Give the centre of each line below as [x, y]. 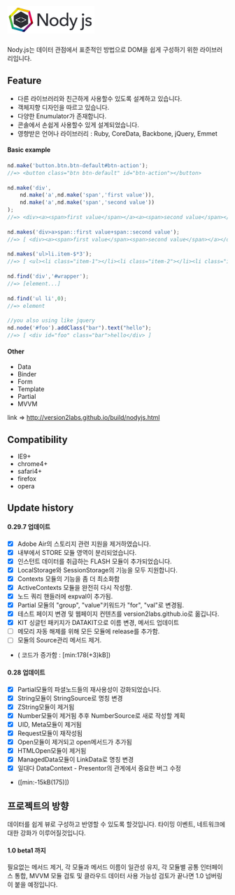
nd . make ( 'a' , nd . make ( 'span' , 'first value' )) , [87, 195]
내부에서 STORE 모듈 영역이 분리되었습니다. [77, 552]
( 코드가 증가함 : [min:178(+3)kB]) [64, 655]
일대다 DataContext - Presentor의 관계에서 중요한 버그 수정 [99, 768]
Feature [24, 81]
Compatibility [37, 439]
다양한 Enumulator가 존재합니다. [62, 116]
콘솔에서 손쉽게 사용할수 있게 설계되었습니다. [78, 125]
